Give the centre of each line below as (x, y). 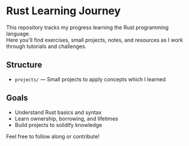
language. (18, 33)
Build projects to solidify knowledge (58, 125)
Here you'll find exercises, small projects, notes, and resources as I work (95, 40)
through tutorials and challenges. (47, 46)
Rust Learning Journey (63, 11)
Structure (24, 65)
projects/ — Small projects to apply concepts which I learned (90, 79)
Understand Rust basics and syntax (58, 112)
